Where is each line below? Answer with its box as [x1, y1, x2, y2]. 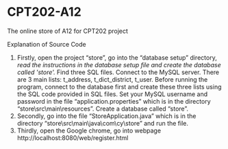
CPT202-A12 [7, 4, 82, 20]
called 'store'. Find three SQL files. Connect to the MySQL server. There [16, 68, 220, 76]
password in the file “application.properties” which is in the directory [16, 97, 211, 105]
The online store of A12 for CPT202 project [7, 27, 129, 35]
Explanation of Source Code [7, 40, 87, 48]
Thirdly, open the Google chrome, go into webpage [16, 126, 162, 135]
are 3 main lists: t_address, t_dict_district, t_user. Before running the [16, 75, 208, 83]
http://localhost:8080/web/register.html [16, 133, 129, 141]
